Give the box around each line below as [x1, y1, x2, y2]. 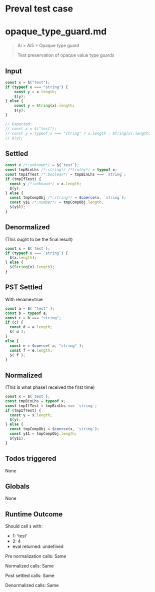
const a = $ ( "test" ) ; [5, 306, 55, 311]
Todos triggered [5, 454, 56, 463]
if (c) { [5, 320, 23, 325]
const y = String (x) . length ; [14, 103, 75, 108]
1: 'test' [12, 533, 27, 539]
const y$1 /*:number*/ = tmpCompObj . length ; [9, 200, 104, 205]
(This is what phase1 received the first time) [5, 384, 95, 390]
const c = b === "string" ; [5, 315, 61, 320]
